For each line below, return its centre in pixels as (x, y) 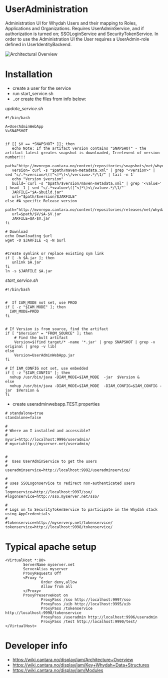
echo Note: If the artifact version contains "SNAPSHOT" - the (79, 148)
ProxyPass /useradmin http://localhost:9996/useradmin (99, 617)
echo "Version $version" (38, 179)
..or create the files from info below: (49, 99)
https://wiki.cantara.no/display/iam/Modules (58, 670)
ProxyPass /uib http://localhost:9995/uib (86, 604)
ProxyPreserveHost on (46, 595)
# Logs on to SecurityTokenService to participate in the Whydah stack (81, 509)
